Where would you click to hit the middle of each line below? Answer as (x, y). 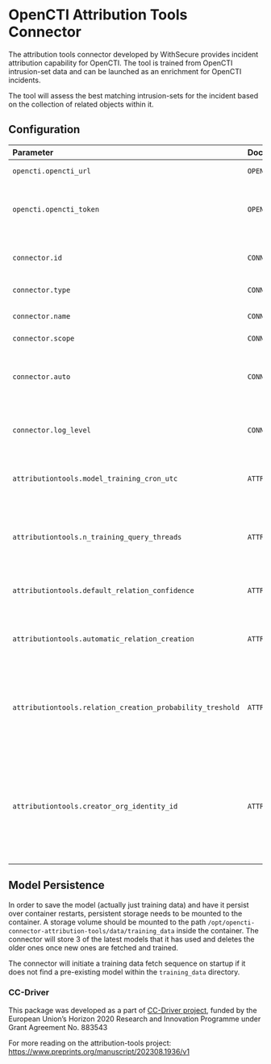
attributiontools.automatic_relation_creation (104, 638)
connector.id (38, 257)
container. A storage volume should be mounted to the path (107, 922)
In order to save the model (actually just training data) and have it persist (129, 904)
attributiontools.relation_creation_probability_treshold (126, 707)
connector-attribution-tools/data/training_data (92, 931)
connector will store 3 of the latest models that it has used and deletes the (131, 939)
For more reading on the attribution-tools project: (90, 1043)
